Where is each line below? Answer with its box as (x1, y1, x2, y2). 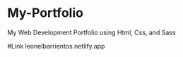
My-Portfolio (7, 5, 83, 21)
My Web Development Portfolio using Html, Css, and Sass (7, 28, 176, 37)
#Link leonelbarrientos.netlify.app (7, 42, 105, 50)
